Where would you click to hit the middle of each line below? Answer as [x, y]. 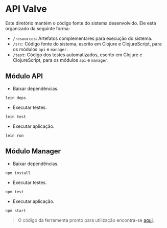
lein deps [16, 98]
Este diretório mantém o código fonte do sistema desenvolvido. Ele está [81, 23]
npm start [16, 211]
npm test [15, 192]
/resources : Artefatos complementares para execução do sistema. [82, 38]
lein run [15, 135]
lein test [16, 117]
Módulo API [24, 76]
